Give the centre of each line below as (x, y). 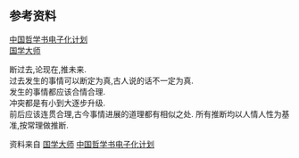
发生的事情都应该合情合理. (58, 91)
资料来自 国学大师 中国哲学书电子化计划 (82, 144)
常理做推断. (48, 125)
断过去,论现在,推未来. (48, 69)
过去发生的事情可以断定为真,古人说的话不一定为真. (102, 80)
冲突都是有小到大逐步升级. (58, 103)
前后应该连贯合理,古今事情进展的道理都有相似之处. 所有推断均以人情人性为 (146, 113)
